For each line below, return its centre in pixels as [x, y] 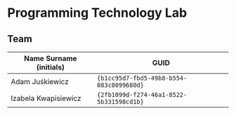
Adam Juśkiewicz [40, 82]
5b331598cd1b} [120, 102]
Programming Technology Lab [97, 13]
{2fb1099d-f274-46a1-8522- [142, 95]
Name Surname [50, 59]
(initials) [51, 67]
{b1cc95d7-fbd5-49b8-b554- [142, 78]
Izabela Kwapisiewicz [46, 98]
